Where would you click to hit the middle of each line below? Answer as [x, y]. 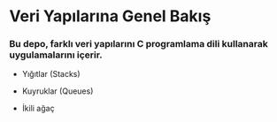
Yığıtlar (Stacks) [51, 74]
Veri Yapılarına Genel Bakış [110, 16]
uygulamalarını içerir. [56, 55]
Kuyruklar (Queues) [58, 91]
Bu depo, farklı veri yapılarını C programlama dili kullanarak [138, 44]
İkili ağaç [38, 109]
